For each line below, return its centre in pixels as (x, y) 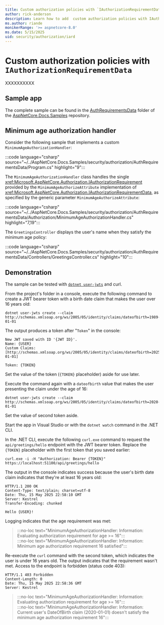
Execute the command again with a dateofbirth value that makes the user (80, 384)
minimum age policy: (26, 237)
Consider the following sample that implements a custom (62, 143)
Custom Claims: (20, 348)
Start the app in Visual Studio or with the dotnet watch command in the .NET (82, 425)
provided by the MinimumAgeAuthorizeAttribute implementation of (71, 187)
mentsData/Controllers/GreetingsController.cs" (52, 257)
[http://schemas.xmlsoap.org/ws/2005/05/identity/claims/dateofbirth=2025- (84, 353)
